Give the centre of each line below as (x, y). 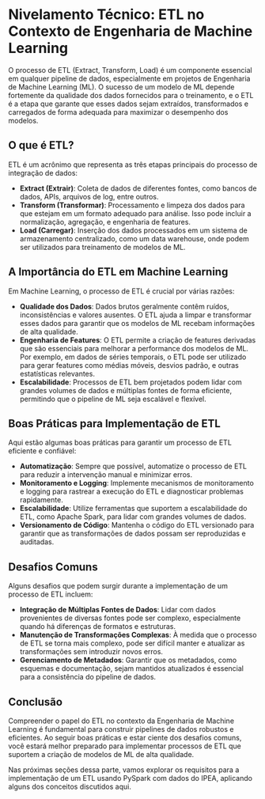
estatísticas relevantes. (57, 373)
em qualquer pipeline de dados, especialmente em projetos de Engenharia (129, 78)
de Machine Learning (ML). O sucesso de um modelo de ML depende (121, 87)
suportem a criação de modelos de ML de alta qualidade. (101, 754)
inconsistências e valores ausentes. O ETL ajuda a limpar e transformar (135, 315)
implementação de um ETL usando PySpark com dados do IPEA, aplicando (131, 778)
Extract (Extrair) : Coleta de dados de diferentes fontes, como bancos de (138, 188)
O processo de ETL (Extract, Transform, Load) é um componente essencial (130, 70)
